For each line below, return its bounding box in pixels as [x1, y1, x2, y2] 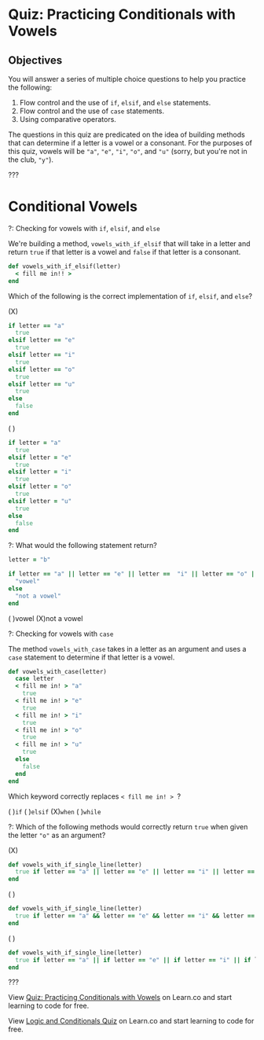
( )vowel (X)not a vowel [8, 613, 83, 623]
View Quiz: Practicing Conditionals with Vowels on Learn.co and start [8, 993, 232, 1002]
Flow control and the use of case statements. [19, 106, 165, 116]
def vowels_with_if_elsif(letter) [8, 262, 122, 270]
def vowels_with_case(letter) [8, 667, 108, 675]
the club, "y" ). [8, 155, 53, 164]
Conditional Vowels [8, 198, 137, 215]
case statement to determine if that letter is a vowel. [8, 652, 175, 662]
